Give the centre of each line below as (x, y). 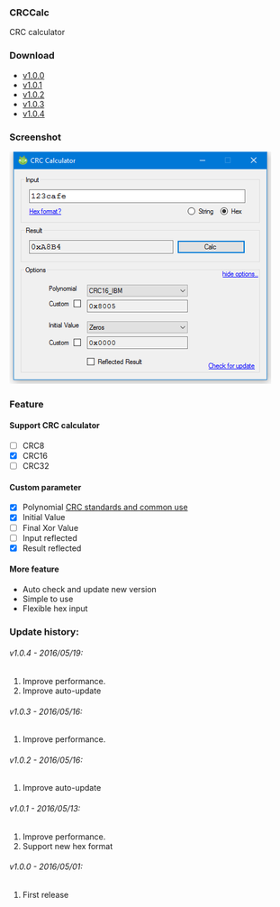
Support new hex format (68, 846)
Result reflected (52, 548)
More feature (35, 569)
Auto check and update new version (90, 589)
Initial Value (44, 518)
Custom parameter (45, 487)
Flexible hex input (55, 608)
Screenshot (35, 137)
